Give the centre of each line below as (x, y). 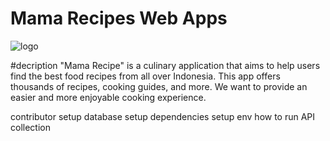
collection (30, 127)
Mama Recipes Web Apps (119, 18)
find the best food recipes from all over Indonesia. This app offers (145, 76)
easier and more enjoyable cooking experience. (108, 97)
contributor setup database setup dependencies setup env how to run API (163, 116)
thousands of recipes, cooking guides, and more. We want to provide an (159, 86)
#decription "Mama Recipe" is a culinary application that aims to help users (165, 65)
